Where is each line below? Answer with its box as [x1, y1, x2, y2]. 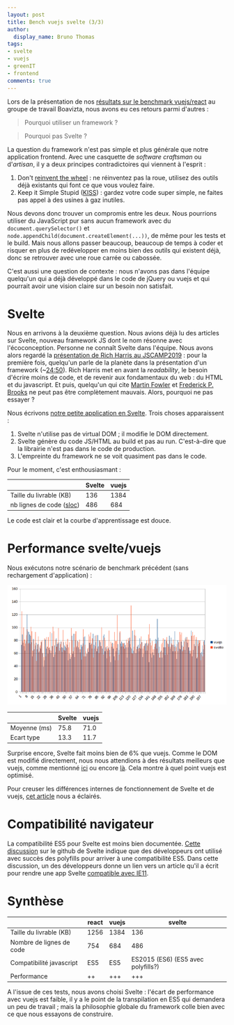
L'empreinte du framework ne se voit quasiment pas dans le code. [17, 452, 207, 461]
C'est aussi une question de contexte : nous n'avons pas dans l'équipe [7, 267, 210, 275]
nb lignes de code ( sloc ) [10, 501, 80, 509]
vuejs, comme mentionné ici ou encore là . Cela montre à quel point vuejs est [7, 763, 226, 772]
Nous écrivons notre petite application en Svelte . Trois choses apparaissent [7, 409, 224, 418]
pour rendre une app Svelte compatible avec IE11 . [7, 868, 149, 877]
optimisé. [7, 771, 34, 779]
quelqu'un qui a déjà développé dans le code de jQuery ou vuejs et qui [7, 274, 210, 283]
